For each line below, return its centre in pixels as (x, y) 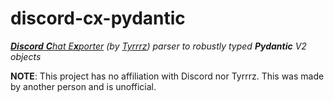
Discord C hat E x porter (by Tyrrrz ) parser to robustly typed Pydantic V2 (158, 46)
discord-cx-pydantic (98, 18)
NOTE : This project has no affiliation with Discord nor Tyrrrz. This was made (167, 76)
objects (26, 56)
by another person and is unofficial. (83, 86)
